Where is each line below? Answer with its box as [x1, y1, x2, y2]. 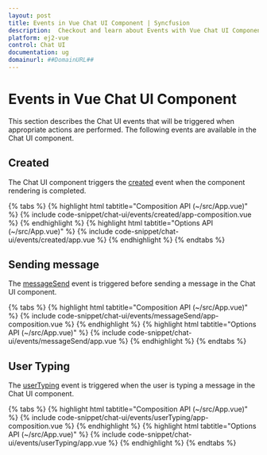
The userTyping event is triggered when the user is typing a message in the [8, 380, 256, 390]
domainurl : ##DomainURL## [8, 56, 94, 64]
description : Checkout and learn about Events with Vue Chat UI [8, 26, 229, 34]
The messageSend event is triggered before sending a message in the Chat [8, 279, 256, 288]
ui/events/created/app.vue [8, 235, 95, 245]
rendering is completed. [8, 186, 87, 195]
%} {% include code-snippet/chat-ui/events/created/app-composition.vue [8, 210, 252, 219]
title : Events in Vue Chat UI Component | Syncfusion [8, 19, 191, 27]
